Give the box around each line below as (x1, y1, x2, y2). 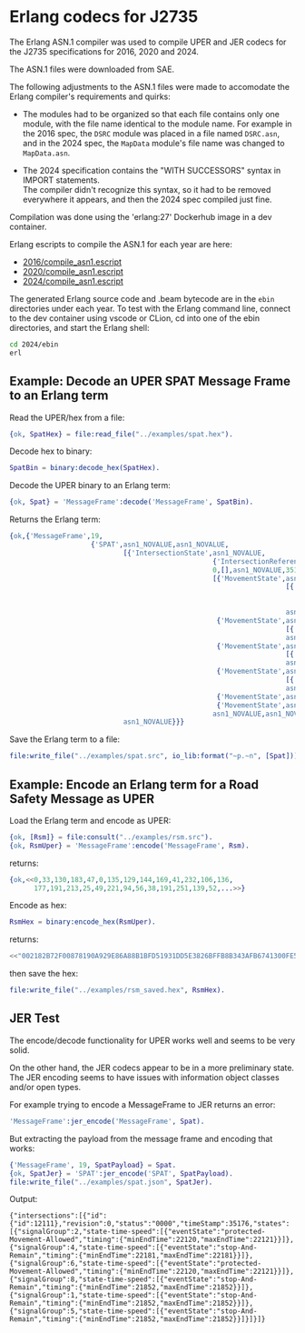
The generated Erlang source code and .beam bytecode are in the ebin (9, 293, 275, 304)
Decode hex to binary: (9, 446, 93, 456)
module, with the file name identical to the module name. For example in (22, 118, 292, 129)
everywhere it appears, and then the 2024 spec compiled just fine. (22, 194, 272, 205)
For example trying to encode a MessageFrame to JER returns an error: (9, 1098, 276, 1110)
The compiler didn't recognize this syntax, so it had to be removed (22, 184, 271, 195)
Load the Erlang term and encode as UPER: (9, 815, 172, 826)
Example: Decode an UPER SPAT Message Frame (9, 374, 291, 389)
